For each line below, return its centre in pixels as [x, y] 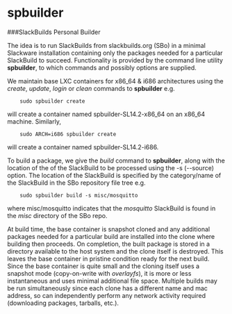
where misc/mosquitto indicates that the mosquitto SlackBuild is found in [111, 208]
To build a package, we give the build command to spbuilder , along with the [116, 160]
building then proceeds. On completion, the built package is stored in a [109, 244]
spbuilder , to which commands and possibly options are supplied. [102, 67]
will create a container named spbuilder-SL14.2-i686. [83, 147]
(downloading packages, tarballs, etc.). [63, 303]
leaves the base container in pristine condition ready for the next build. [108, 258]
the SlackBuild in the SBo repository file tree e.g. [76, 183]
